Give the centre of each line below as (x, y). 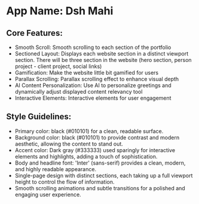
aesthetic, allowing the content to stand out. (69, 144)
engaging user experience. (48, 194)
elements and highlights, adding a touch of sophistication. (86, 156)
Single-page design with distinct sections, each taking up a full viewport (104, 175)
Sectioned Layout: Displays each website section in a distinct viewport (102, 54)
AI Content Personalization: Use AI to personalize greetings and (93, 85)
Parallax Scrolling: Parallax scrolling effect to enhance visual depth (97, 79)
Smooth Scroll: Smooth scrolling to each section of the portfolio (93, 47)
